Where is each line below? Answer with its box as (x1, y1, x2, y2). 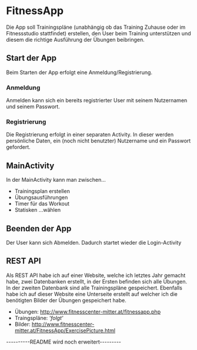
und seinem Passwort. (6, 103, 60, 110)
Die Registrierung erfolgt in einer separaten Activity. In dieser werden (6, 131, 174, 138)
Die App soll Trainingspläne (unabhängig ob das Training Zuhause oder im (6, 24, 186, 31)
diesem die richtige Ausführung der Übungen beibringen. (6, 36, 145, 43)
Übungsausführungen (14, 194, 68, 201)
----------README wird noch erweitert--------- (6, 338, 122, 345)
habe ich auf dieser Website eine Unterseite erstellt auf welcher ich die (6, 290, 178, 298)
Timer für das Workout (14, 200, 69, 207)
